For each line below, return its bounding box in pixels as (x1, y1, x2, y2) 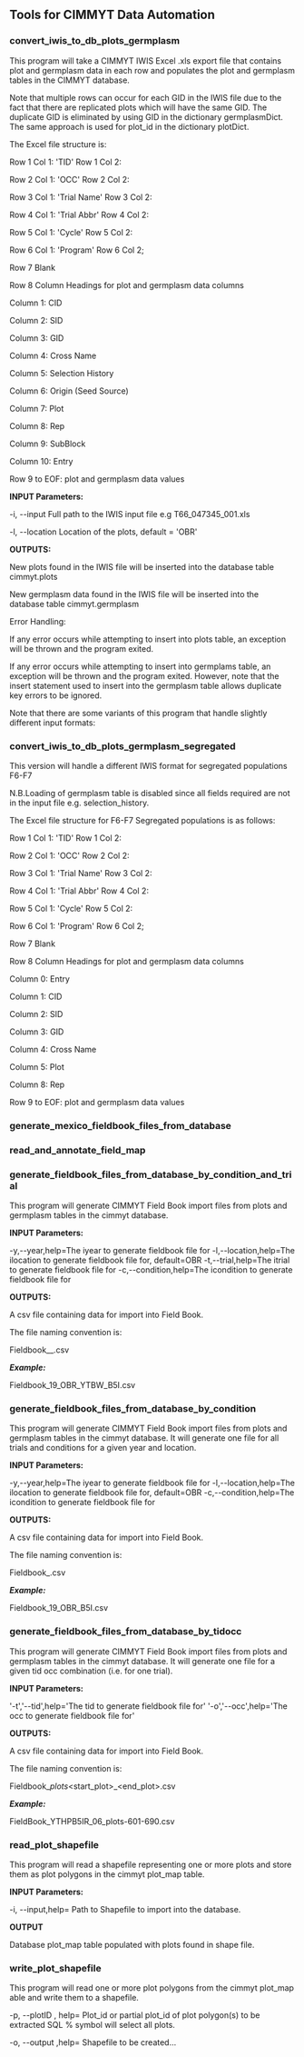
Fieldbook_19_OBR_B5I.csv (9, 1603, 109, 1613)
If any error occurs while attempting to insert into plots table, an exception (9, 634, 287, 644)
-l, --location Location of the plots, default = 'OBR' (9, 526, 198, 537)
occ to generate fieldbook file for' (9, 1710, 135, 1721)
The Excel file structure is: (9, 138, 107, 149)
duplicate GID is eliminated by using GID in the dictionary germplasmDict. (9, 111, 284, 122)
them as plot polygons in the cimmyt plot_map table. (9, 1869, 205, 1880)
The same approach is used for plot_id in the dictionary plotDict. (9, 121, 250, 132)
